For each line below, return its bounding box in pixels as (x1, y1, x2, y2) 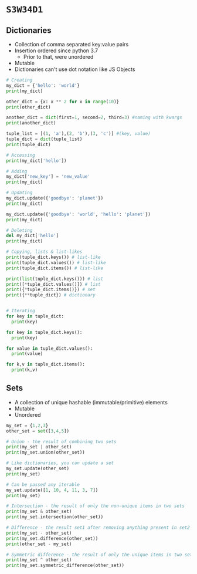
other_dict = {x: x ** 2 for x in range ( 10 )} (6, 99, 119, 104)
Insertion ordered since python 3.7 (14, 47, 98, 54)
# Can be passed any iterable (6, 481, 80, 488)
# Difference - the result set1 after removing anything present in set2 (6, 525, 191, 531)
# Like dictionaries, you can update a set (6, 460, 114, 466)
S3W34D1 (6, 4, 43, 15)
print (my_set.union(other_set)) (6, 450, 85, 455)
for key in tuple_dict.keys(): (6, 329, 83, 335)
